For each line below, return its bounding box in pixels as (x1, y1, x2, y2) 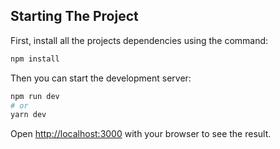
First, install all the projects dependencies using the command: (10, 34, 269, 46)
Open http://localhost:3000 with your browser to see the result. (10, 128, 272, 140)
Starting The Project (10, 8, 139, 25)
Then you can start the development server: (10, 72, 192, 84)
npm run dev (10, 91, 60, 101)
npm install (10, 54, 60, 64)
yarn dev (10, 110, 47, 120)
